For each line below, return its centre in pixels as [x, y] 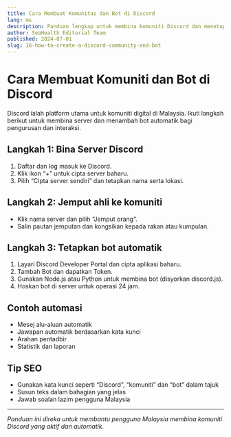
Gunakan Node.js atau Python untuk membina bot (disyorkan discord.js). [120, 279]
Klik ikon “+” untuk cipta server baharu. [73, 173]
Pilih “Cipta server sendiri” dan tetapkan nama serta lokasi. [100, 180]
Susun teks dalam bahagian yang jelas [71, 392]
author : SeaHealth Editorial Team [57, 33]
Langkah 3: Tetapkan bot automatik [85, 247]
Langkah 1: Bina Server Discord [75, 150]
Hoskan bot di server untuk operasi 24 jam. [78, 286]
